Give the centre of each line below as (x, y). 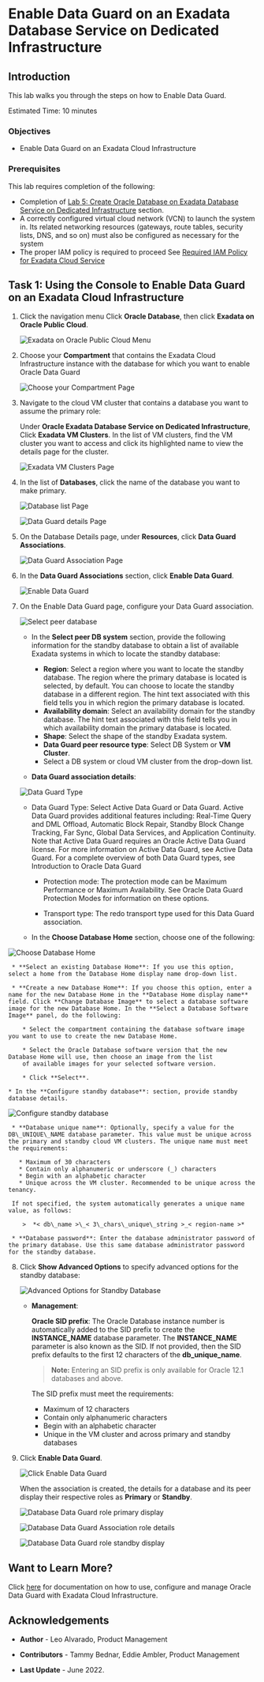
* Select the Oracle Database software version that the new (125, 1050)
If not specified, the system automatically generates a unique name (128, 1204)
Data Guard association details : (84, 777)
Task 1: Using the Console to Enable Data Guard (127, 285)
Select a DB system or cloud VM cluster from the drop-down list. (148, 762)
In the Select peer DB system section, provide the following (128, 637)
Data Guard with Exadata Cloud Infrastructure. (83, 1595)
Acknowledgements (59, 1620)
